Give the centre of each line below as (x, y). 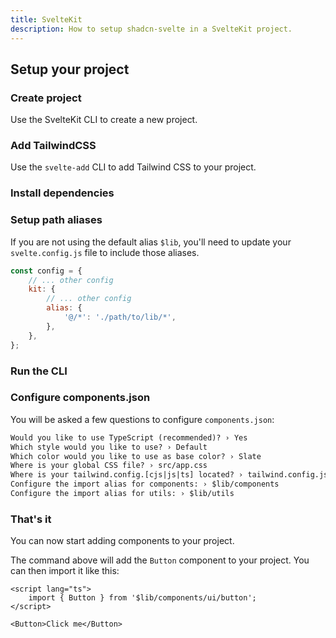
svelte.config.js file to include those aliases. (105, 252)
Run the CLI (39, 371)
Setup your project (70, 69)
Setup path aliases (56, 220)
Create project (46, 98)
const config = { (46, 271)
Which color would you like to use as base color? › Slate (136, 456)
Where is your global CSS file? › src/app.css (109, 466)
